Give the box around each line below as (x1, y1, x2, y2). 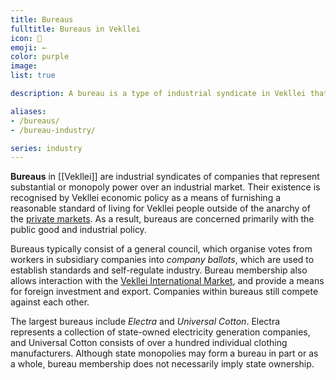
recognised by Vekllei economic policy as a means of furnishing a (10, 192, 282, 204)
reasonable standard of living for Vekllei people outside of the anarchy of (10, 202, 311, 215)
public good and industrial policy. (10, 224, 147, 236)
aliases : (10, 106, 47, 116)
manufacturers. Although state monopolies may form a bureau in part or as (10, 347, 319, 360)
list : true (10, 71, 56, 81)
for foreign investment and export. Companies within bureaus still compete (10, 286, 319, 298)
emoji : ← (10, 42, 47, 53)
